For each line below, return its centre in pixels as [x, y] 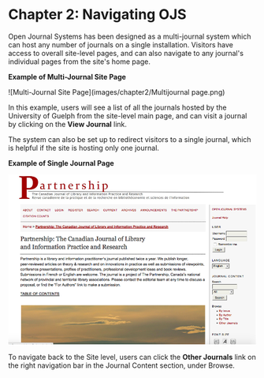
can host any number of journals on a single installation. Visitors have [121, 44]
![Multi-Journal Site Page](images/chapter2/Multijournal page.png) [117, 92]
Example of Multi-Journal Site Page [67, 77]
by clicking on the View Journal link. [68, 124]
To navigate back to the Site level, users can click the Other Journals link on [132, 357]
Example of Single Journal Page [61, 163]
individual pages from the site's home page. [80, 62]
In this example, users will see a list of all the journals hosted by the [117, 107]
